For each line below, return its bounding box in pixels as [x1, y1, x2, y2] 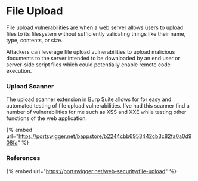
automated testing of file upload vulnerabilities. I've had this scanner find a [6, 102, 190, 109]
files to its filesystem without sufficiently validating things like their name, [6, 30, 186, 37]
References [6, 154, 41, 162]
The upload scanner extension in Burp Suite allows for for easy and [6, 96, 172, 103]
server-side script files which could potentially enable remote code [6, 61, 171, 68]
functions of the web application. [6, 115, 88, 122]
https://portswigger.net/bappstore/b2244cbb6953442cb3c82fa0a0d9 [18, 133, 192, 140]
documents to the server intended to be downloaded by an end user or [6, 54, 180, 62]
